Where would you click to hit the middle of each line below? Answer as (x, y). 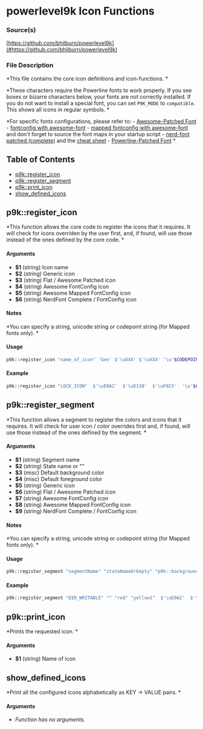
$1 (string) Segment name (47, 459)
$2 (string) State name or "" (50, 466)
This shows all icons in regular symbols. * (58, 110)
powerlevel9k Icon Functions (81, 11)
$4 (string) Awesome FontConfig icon (62, 286)
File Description (30, 65)
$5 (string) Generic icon (45, 485)
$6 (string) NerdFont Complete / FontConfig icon (76, 299)
